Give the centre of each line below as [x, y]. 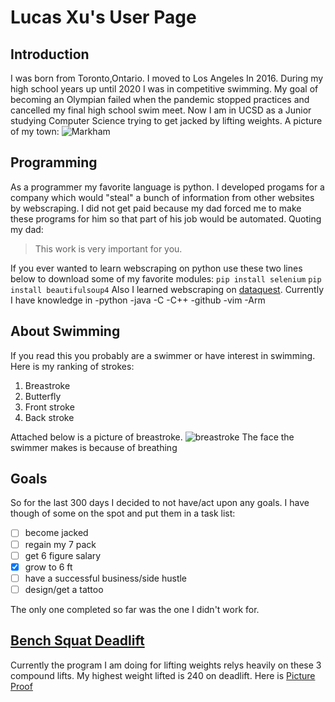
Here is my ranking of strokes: [72, 366]
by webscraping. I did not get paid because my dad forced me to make [156, 208]
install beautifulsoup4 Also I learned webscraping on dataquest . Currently [167, 289]
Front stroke [49, 407]
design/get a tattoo [64, 589]
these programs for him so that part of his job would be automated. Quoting [166, 218]
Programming [54, 162]
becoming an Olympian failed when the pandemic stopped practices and [160, 99]
